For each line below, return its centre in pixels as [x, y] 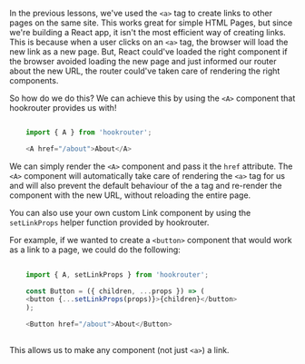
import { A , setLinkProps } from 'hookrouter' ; [117, 275]
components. [34, 80]
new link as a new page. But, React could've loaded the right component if [148, 52]
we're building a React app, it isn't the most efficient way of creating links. [148, 32]
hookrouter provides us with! [63, 108]
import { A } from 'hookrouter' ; [89, 133]
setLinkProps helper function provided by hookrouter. [109, 222]
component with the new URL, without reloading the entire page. [130, 195]
